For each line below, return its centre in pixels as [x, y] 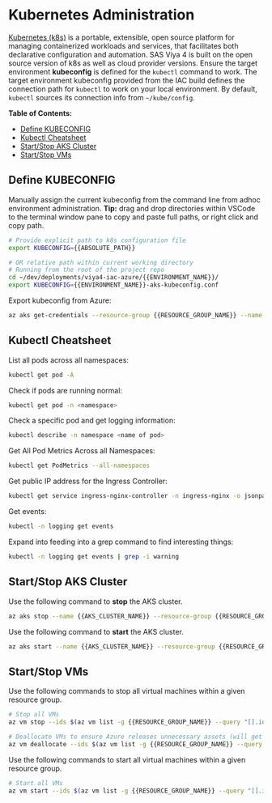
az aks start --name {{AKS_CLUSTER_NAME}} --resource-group [112, 646]
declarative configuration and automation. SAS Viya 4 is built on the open [131, 54]
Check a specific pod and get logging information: [92, 421]
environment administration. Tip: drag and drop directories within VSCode [132, 208]
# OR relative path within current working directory [101, 262]
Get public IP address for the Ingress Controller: [88, 481]
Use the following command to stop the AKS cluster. [96, 601]
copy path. [26, 225]
